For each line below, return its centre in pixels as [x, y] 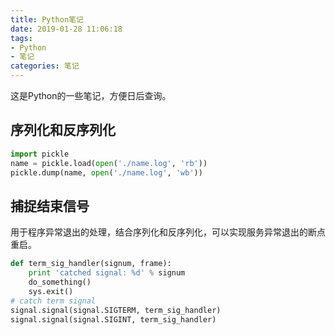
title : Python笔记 [47, 19]
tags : [21, 38]
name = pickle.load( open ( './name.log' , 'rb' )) [109, 163]
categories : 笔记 [45, 66]
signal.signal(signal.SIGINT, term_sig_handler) [113, 319]
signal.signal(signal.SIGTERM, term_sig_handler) [116, 310]
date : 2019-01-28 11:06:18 [66, 29]
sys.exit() [51, 291]
